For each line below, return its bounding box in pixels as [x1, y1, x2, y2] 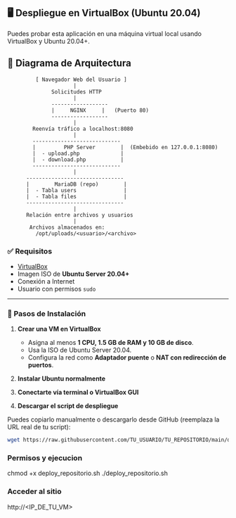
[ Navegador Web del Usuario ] [35, 76, 128, 83]
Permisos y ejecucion [7, 453, 83, 463]
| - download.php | [32, 156, 124, 163]
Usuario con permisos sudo [17, 284, 96, 293]
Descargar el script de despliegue [17, 402, 119, 410]
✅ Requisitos [7, 246, 53, 256]
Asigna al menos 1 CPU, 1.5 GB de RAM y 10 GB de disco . [27, 339, 195, 347]
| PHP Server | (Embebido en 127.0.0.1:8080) [32, 144, 218, 151]
